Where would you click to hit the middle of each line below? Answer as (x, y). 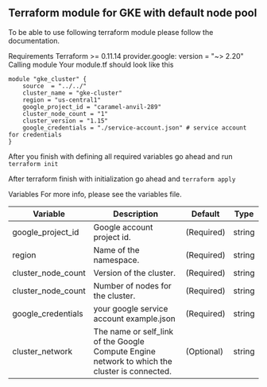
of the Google (119, 341)
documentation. (34, 41)
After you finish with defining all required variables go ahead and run (120, 156)
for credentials (35, 134)
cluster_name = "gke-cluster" (73, 93)
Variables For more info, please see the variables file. (95, 194)
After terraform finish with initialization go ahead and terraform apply (122, 179)
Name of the (117, 250)
